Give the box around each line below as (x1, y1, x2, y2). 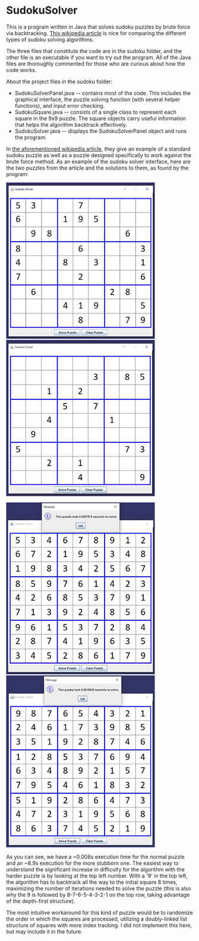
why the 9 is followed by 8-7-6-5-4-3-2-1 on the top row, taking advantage (6, 891, 190, 898)
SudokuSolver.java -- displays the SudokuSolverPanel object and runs (14, 127, 187, 135)
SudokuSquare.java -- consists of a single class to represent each (14, 108, 176, 115)
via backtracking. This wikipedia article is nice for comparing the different (6, 29, 187, 36)
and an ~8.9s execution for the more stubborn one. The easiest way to (6, 859, 179, 867)
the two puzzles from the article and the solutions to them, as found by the (6, 164, 189, 171)
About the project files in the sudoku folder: (6, 78, 113, 85)
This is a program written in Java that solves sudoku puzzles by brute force (6, 23, 191, 30)
